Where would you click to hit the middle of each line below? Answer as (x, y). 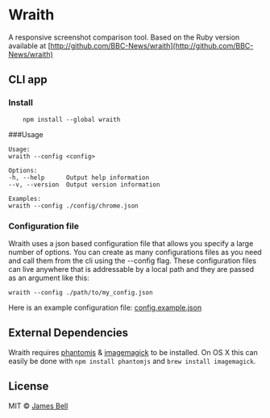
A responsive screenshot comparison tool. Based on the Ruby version (124, 37)
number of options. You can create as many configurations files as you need (135, 252)
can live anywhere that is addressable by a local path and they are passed (131, 269)
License (29, 386)
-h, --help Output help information (79, 178)
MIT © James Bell (38, 406)
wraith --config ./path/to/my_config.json (81, 292)
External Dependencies (69, 333)
